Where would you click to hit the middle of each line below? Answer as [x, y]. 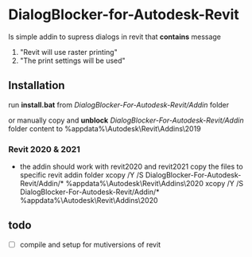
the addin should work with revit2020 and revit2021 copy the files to [132, 167]
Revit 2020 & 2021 [45, 149]
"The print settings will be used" [72, 60]
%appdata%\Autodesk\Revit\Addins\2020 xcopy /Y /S [155, 184]
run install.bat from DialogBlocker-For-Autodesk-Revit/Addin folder [119, 104]
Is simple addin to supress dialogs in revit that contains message [114, 37]
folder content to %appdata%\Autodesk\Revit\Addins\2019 [105, 128]
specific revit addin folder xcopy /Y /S [81, 175]
